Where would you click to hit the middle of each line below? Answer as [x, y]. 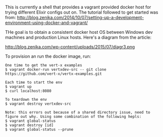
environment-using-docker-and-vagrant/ [47, 23]
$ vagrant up [18, 87]
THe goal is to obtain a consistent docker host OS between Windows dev [79, 32]
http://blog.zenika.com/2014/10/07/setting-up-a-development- [80, 17]
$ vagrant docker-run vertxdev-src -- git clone [56, 69]
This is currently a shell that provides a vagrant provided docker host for [78, 7]
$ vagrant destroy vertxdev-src [38, 104]
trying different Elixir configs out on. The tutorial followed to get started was [82, 12]
